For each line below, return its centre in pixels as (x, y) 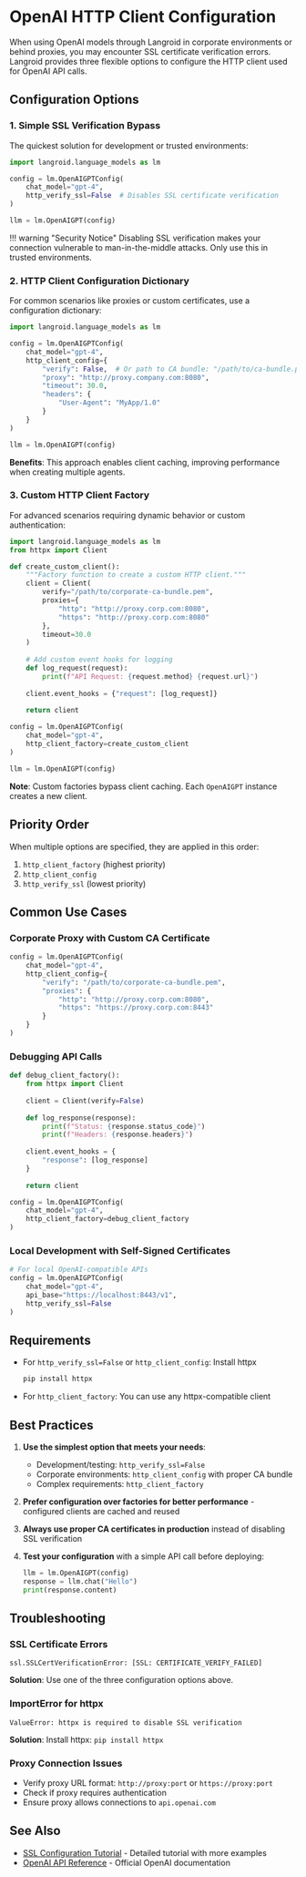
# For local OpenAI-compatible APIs (79, 1270)
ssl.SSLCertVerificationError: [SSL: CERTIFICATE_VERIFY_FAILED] (136, 1663)
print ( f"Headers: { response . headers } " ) (118, 1135)
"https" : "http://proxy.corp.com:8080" (133, 617)
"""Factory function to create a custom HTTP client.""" (136, 575)
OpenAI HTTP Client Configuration (143, 17)
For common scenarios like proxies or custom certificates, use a (130, 301)
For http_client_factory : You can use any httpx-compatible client (147, 1397)
